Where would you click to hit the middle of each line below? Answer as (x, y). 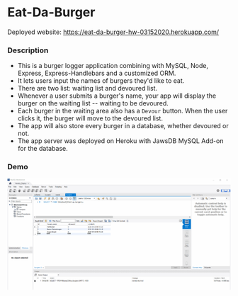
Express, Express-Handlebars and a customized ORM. (97, 73)
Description (28, 50)
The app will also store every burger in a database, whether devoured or (123, 126)
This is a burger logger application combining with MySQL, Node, (113, 66)
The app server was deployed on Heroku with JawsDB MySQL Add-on (120, 141)
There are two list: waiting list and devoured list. (87, 89)
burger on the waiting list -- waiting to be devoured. (93, 103)
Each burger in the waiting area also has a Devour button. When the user (123, 111)
